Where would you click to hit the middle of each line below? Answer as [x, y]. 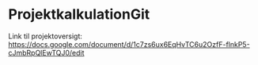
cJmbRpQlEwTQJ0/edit [46, 52]
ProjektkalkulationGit [79, 14]
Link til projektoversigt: [46, 36]
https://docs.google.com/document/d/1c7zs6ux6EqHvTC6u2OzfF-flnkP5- [129, 44]
